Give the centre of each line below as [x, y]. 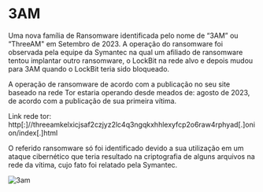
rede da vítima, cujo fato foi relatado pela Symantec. [93, 164]
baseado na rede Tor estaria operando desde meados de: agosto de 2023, [129, 92]
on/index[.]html [33, 133]
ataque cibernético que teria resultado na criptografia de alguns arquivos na [132, 156]
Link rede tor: [30, 116]
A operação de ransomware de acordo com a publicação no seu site [119, 84]
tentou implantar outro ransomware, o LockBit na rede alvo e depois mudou [131, 61]
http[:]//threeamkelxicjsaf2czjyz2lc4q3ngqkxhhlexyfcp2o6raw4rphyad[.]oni [132, 124]
